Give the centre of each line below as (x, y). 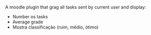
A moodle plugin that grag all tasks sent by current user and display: (76, 7)
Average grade (28, 22)
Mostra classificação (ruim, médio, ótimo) (55, 27)
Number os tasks (30, 17)
